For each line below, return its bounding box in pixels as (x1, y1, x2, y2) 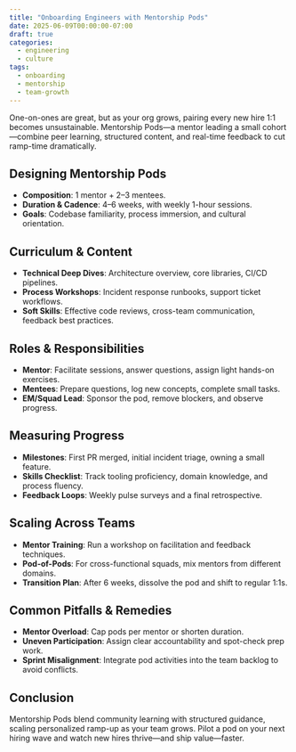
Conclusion (9, 690, 75, 705)
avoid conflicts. (21, 665, 78, 675)
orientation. (21, 218, 65, 229)
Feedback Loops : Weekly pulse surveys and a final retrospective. (21, 489, 263, 500)
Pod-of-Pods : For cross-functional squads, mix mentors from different (21, 558, 282, 568)
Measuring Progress (9, 429, 124, 444)
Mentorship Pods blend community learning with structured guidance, (9, 714, 266, 724)
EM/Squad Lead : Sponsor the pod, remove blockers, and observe (21, 393, 264, 404)
